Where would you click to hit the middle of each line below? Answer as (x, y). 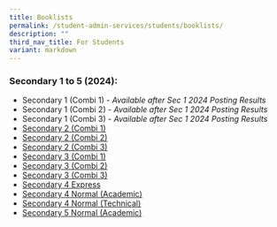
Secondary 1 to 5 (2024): (63, 81)
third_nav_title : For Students (67, 42)
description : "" (39, 34)
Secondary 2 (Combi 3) (65, 148)
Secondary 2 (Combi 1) (64, 128)
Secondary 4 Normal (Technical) (81, 203)
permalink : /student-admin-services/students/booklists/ (116, 26)
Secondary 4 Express (61, 185)
